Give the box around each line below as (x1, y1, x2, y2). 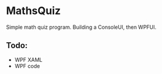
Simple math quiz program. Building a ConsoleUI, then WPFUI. (6, 23, 157, 31)
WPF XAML (14, 56, 43, 63)
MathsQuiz (6, 4, 61, 18)
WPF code (14, 62, 40, 69)
